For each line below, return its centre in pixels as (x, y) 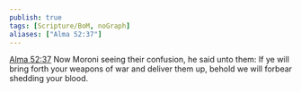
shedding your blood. (49, 79)
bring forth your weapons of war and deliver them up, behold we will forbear (151, 69)
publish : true (36, 17)
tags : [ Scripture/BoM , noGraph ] (70, 26)
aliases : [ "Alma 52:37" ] (56, 34)
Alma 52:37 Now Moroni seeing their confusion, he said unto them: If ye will (150, 60)
